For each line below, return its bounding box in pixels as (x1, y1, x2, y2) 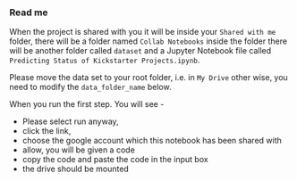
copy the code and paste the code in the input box (21, 154, 208, 165)
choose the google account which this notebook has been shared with (21, 136, 282, 146)
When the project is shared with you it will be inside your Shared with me (9, 27, 276, 37)
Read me (9, 6, 48, 19)
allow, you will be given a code (21, 144, 136, 155)
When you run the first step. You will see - (9, 99, 165, 110)
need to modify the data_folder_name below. (9, 82, 172, 93)
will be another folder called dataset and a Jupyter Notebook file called (9, 45, 272, 56)
